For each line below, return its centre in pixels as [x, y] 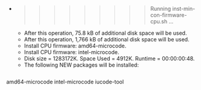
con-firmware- [168, 15]
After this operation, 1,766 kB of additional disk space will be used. [107, 39]
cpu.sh [159, 21]
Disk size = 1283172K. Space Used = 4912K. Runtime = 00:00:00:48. [109, 58]
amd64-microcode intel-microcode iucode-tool [65, 82]
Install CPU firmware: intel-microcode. [72, 52]
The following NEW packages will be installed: [81, 65]
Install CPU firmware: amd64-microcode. [75, 46]
